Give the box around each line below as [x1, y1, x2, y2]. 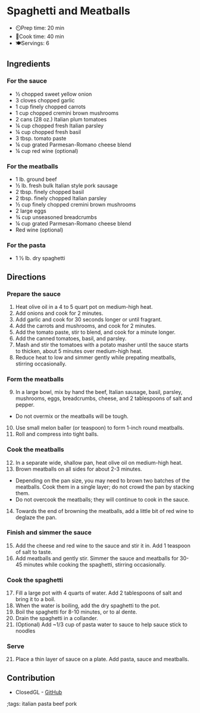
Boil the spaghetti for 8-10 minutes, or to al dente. [15, 608, 137, 615]
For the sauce [7, 77, 47, 85]
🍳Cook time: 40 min [15, 33, 64, 40]
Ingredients [7, 59, 51, 69]
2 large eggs [15, 207, 46, 214]
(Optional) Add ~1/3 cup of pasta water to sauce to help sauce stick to [15, 621, 188, 628]
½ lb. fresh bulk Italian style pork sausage [15, 182, 118, 189]
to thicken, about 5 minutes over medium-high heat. [15, 347, 143, 355]
